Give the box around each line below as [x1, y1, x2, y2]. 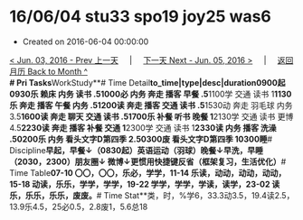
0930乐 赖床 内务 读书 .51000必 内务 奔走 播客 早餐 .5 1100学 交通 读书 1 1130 [9, 88, 292, 99]
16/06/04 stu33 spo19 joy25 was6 [9, 6, 271, 27]
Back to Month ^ [26, 66, 89, 77]
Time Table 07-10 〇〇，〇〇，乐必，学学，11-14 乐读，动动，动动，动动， [9, 167, 287, 178]
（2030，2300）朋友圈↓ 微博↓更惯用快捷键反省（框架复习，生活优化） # [9, 156, 287, 167]
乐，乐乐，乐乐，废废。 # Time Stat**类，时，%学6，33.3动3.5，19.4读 [9, 189, 275, 200]
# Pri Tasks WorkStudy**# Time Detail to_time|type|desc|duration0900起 [9, 77, 286, 87]
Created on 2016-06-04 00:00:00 [22, 36, 149, 47]
